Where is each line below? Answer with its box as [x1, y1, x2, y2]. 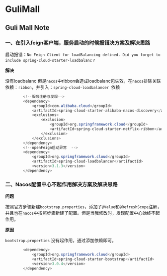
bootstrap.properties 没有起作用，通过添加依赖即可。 [5, 238, 117, 244]
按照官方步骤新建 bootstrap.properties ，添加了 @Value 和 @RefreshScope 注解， [5, 204, 162, 210]
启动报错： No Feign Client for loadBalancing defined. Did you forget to [5, 51, 161, 57]
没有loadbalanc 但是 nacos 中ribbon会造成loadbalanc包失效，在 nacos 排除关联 [5, 78, 162, 84]
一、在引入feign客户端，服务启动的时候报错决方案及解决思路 [5, 39, 151, 46]
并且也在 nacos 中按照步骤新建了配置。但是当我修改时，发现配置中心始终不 [5, 210, 156, 216]
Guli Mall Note [5, 23, 50, 32]
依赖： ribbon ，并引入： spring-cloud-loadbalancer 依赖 [5, 84, 120, 90]
